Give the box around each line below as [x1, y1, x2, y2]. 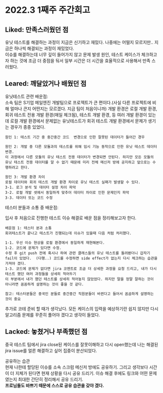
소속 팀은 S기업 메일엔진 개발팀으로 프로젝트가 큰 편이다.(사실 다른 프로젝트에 [5, 99, 151, 105]
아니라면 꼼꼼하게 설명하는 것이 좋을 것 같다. [5, 282, 84, 287]
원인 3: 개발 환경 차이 [5, 174, 45, 179]
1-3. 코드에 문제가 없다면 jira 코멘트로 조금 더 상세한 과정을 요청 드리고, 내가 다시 [5, 266, 157, 271]
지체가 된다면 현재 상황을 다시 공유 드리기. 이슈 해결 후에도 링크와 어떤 [15, 370, 148, 376]
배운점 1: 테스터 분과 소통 [5, 226, 52, 231]
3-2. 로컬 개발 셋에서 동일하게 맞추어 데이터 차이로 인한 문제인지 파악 [5, 190, 129, 195]
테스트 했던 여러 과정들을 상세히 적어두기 [5, 271, 77, 277]
